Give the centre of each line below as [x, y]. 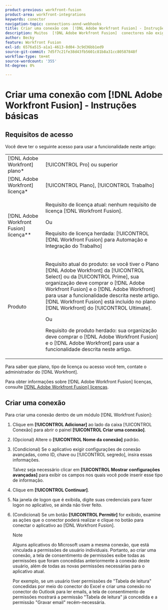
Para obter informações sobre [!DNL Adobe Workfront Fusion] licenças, [79, 382]
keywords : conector [25, 19]
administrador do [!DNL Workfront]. [42, 372]
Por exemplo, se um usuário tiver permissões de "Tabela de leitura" [82, 581]
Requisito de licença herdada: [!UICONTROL [97, 233]
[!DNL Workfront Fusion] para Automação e [96, 240]
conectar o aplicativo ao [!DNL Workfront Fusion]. [63, 525]
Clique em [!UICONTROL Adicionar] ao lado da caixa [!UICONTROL [82, 424]
